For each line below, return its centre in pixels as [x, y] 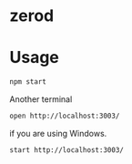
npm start [28, 82]
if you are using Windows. [58, 133]
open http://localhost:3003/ [65, 116]
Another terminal [41, 99]
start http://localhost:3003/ [67, 150]
